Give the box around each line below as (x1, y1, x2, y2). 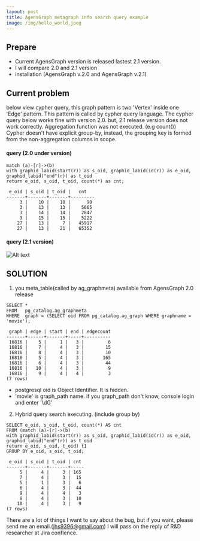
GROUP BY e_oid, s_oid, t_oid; (6, 448, 84, 455)
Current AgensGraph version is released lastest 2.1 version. (14, 58, 161, 65)
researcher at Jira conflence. (6, 529, 78, 536)
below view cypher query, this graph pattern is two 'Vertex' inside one (6, 104, 180, 111)
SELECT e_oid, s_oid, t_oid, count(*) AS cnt (6, 423, 122, 428)
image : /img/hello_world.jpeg (6, 20, 82, 26)
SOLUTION (6, 269, 48, 279)
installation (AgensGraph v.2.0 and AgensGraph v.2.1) (14, 71, 147, 78)
